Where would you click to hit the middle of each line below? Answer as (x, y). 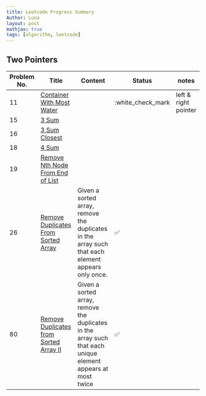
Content (93, 80)
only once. (93, 274)
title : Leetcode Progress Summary (51, 12)
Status (142, 80)
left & (183, 94)
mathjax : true (25, 29)
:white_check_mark (142, 102)
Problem (22, 77)
